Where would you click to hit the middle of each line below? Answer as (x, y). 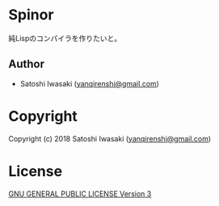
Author (26, 64)
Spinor (31, 15)
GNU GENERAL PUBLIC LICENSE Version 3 (80, 193)
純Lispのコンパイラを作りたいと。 (65, 38)
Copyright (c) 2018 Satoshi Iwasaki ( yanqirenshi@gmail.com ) (110, 138)
